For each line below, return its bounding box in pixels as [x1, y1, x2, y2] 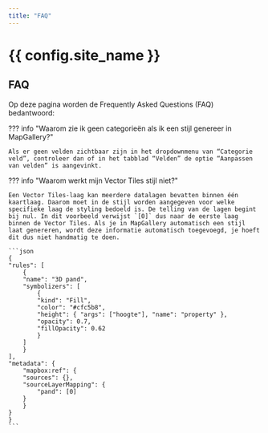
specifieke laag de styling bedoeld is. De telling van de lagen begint [8, 205, 257, 213]
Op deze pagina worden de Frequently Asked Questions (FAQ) [8, 99, 214, 109]
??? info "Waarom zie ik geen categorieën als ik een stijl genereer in [8, 123, 233, 133]
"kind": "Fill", [37, 296, 91, 305]
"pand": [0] [37, 387, 78, 395]
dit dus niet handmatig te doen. [8, 233, 120, 241]
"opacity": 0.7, [37, 318, 91, 326]
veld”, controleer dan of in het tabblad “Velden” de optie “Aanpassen [8, 154, 253, 163]
